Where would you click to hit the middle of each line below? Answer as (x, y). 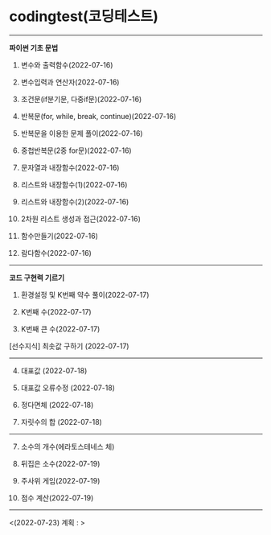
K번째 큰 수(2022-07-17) (60, 329)
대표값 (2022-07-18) (54, 370)
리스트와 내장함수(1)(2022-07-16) (74, 184)
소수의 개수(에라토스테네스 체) (68, 447)
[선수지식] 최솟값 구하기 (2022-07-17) (69, 346)
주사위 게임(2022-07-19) (60, 480)
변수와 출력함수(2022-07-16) (67, 64)
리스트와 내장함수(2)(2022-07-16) (75, 201)
